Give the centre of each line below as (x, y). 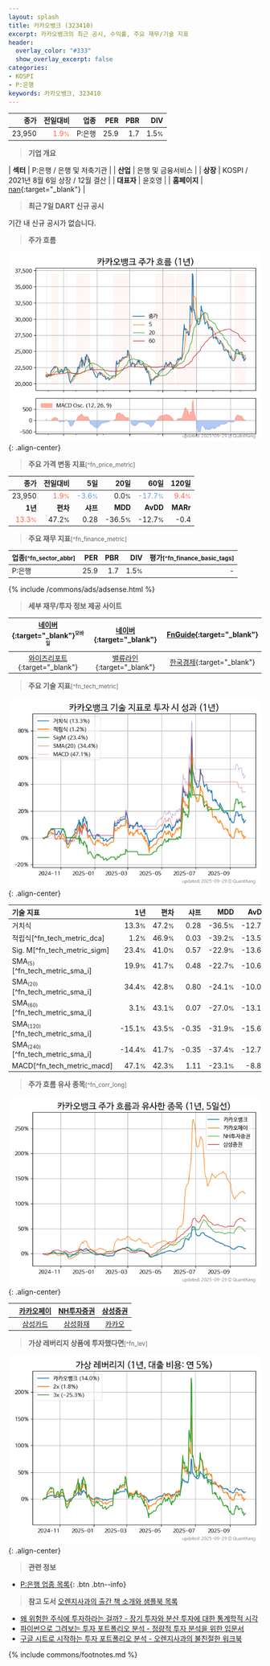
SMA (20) (25, 983)
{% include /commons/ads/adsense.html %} (82, 589)
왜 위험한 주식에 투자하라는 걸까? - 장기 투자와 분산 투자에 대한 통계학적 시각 (139, 1619)
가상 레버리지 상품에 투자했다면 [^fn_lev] (88, 1344)
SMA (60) (25, 1003)
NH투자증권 (77, 1311)
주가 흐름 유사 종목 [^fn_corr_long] (77, 1085)
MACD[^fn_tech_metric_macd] (62, 1065)
